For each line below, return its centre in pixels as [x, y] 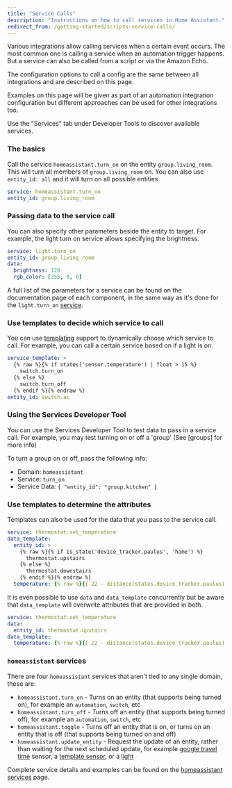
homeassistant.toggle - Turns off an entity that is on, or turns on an [114, 726]
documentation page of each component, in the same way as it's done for [113, 298]
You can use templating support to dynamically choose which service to [110, 338]
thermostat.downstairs [58, 571]
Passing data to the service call [61, 216]
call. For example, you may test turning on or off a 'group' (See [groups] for [115, 437]
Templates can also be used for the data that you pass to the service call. [112, 520]
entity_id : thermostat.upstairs [60, 630]
